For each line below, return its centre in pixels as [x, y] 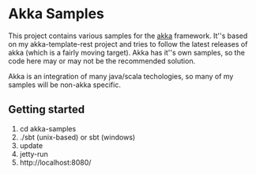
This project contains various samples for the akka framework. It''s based [128, 36]
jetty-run [34, 154]
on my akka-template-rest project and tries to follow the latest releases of [128, 44]
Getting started [47, 110]
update [31, 145]
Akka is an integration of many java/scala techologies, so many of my [121, 76]
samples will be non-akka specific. [64, 85]
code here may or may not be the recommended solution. [102, 61]
